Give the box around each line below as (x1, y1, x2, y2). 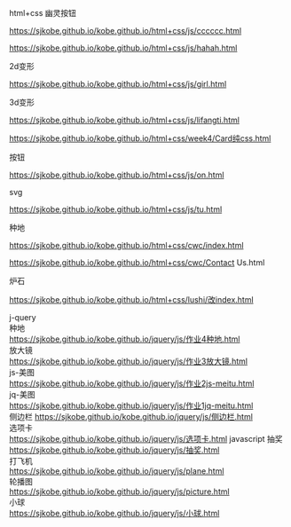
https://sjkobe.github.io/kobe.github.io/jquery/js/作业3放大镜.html (9, 356, 248, 366)
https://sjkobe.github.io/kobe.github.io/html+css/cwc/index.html (9, 240, 244, 250)
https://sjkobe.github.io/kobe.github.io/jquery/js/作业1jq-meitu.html (9, 400, 254, 411)
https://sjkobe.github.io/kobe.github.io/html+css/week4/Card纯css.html (9, 133, 271, 144)
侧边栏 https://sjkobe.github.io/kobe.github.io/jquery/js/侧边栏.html (9, 412, 253, 421)
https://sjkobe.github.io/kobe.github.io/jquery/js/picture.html (9, 486, 230, 497)
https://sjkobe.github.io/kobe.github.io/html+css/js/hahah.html (9, 43, 238, 53)
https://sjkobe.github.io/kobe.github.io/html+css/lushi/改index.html (9, 295, 255, 304)
